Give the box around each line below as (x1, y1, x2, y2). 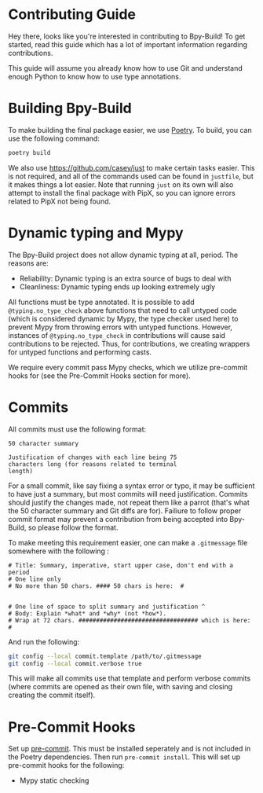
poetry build (8, 149, 51, 156)
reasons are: (8, 258, 49, 268)
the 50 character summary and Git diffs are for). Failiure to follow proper (8, 505, 242, 516)
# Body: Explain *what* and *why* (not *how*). (8, 609, 167, 618)
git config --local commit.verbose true (8, 659, 143, 667)
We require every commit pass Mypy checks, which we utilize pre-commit (8, 362, 248, 372)
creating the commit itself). (8, 690, 96, 700)
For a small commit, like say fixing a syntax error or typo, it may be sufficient (8, 481, 255, 490)
